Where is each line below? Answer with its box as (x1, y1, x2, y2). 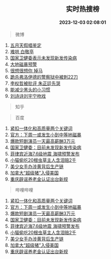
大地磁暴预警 (10, 61, 37, 67)
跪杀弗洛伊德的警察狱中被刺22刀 (10, 74, 78, 80)
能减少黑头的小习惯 (10, 86, 51, 92)
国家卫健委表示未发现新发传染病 (10, 55, 77, 61)
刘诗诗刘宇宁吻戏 (10, 93, 46, 99)
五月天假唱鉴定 (10, 42, 42, 48)
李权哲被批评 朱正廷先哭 (10, 80, 61, 86)
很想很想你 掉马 (10, 68, 43, 74)
